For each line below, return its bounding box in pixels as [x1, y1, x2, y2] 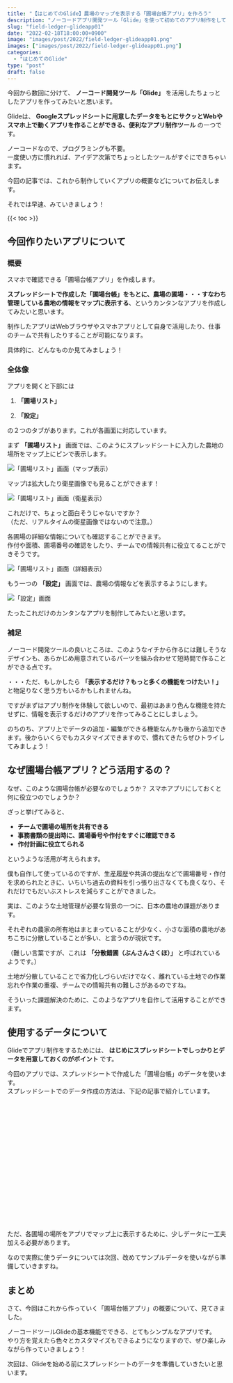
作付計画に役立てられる [17, 839, 85, 848]
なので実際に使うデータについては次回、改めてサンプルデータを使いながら [7, 1254, 220, 1262]
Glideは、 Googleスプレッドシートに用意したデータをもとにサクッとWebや [7, 112, 223, 120]
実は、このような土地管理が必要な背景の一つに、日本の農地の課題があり [7, 901, 214, 910]
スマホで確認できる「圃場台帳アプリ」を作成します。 [7, 276, 159, 284]
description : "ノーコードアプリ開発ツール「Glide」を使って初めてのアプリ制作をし [7, 17, 221, 24]
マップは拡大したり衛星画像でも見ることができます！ [7, 480, 160, 488]
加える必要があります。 [7, 1238, 74, 1247]
